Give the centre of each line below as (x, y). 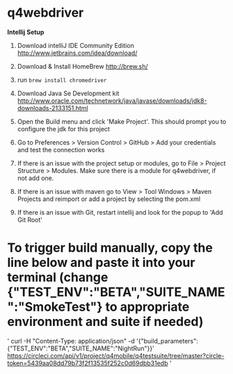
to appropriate (147, 307)
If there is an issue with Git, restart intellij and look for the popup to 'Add (120, 212)
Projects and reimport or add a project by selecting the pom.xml (109, 199)
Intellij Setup (26, 32)
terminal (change (58, 278)
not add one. (35, 178)
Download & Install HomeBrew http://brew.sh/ (82, 66)
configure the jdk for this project (63, 129)
